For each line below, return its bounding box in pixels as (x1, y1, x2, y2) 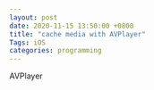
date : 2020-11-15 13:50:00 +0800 (9, 21, 134, 30)
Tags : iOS (9, 37, 47, 47)
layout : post (9, 12, 58, 22)
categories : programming (9, 46, 102, 55)
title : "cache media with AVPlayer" (9, 29, 146, 38)
